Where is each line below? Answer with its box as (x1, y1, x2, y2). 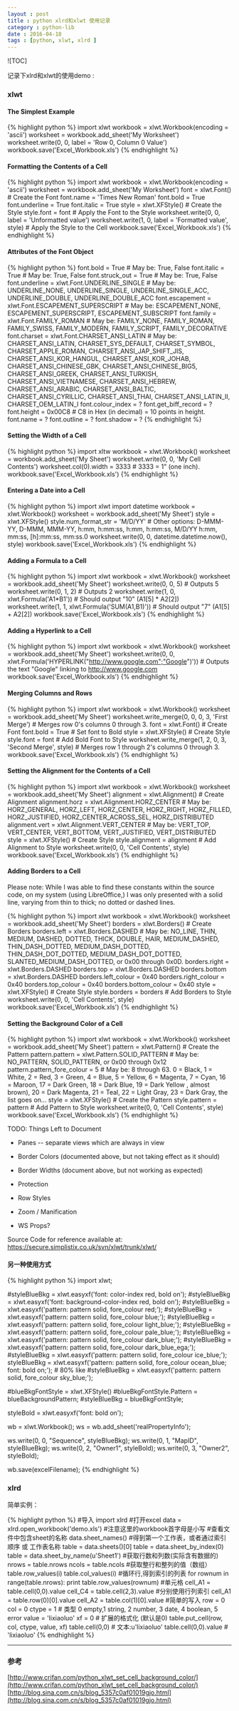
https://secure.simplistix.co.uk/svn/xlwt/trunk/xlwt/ (7, 1243, 157, 1251)
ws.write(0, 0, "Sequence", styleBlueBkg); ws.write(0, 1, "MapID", (7, 1436, 198, 1445)
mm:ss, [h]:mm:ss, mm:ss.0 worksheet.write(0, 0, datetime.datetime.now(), (7, 532, 228, 541)
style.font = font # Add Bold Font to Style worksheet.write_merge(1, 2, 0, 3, (7, 735, 227, 743)
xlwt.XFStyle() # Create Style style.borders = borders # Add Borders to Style (7, 987, 232, 996)
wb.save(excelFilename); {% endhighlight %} (7, 1466, 140, 1474)
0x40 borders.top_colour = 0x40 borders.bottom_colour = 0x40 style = (7, 980, 217, 989)
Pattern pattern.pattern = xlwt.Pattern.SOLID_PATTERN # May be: (7, 1050, 199, 1059)
